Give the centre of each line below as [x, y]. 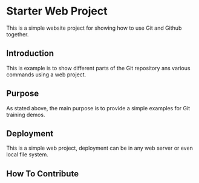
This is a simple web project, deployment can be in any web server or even [100, 148]
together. [18, 34]
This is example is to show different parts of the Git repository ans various [98, 68]
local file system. [27, 155]
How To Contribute [43, 174]
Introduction [30, 54]
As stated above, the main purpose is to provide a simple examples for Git [98, 108]
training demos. [26, 115]
